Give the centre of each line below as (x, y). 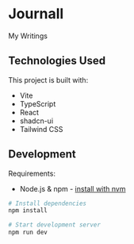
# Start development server (55, 225)
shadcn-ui (36, 121)
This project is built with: (48, 79)
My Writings (28, 36)
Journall (36, 14)
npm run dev (28, 232)
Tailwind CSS (41, 129)
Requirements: (32, 173)
